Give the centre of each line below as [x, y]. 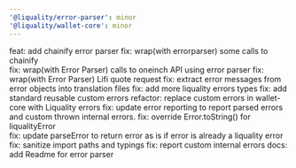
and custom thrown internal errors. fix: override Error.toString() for [130, 117]
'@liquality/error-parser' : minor [73, 17]
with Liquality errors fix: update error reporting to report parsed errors [156, 107]
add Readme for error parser [62, 154]
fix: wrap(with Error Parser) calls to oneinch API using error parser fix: [136, 69]
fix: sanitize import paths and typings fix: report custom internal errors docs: [148, 145]
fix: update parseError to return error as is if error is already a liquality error [146, 135]
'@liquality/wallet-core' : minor [71, 26]
